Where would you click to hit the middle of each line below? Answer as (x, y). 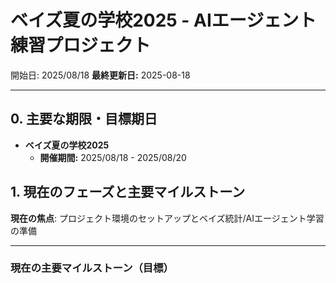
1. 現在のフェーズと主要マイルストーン (128, 192)
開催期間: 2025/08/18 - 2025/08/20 (113, 157)
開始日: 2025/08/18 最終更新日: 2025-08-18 (100, 75)
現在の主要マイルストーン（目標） (92, 268)
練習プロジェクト (81, 45)
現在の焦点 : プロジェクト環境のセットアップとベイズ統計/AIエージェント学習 (167, 218)
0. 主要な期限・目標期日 (84, 119)
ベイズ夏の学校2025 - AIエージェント (163, 20)
